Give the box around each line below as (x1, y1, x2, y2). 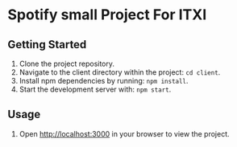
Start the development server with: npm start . (19, 84, 172, 94)
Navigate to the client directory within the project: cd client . (19, 67, 221, 77)
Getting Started (7, 38, 87, 51)
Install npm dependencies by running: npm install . (19, 76, 189, 85)
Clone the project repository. (19, 59, 114, 68)
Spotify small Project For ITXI (7, 6, 207, 24)
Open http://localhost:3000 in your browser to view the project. (19, 129, 231, 138)
